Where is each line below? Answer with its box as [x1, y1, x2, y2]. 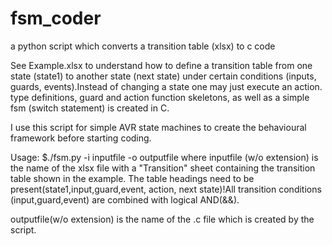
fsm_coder [10, 7, 102, 30]
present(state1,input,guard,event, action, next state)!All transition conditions [10, 183, 322, 195]
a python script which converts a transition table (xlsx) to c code [10, 40, 276, 52]
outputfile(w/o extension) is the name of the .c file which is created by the [10, 213, 315, 225]
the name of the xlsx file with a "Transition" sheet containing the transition [10, 162, 316, 174]
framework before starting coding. [10, 132, 152, 144]
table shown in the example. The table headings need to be [10, 172, 255, 184]
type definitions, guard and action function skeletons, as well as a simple [10, 91, 310, 103]
